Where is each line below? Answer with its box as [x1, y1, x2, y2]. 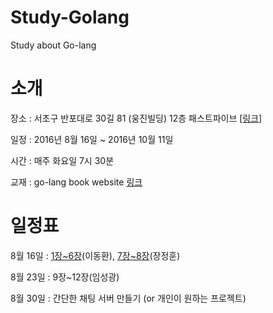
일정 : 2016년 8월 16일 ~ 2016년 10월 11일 [10, 133, 174, 145]
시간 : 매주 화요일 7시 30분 [10, 154, 115, 166]
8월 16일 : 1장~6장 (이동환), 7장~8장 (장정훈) [10, 249, 181, 261]
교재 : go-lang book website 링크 [10, 176, 143, 188]
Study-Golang [10, 6, 130, 29]
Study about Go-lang [10, 39, 97, 51]
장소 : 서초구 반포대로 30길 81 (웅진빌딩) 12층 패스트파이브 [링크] [10, 112, 263, 124]
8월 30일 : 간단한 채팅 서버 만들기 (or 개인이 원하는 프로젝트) [10, 292, 247, 304]
